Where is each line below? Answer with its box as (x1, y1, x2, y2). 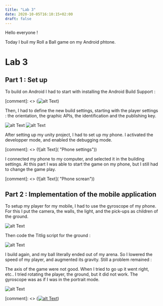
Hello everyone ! (5, 30, 38, 36)
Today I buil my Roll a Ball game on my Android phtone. (5, 39, 116, 45)
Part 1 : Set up (5, 75, 48, 84)
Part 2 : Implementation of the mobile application (5, 190, 157, 198)
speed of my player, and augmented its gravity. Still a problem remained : (5, 257, 152, 262)
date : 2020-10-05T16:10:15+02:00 (5, 12, 73, 17)
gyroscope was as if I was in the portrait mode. (5, 277, 100, 282)
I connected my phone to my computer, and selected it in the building (5, 156, 145, 162)
